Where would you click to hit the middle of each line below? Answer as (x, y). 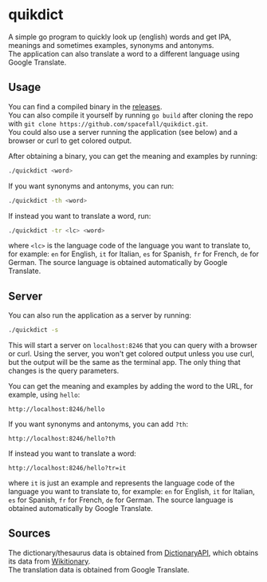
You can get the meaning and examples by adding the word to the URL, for (131, 386)
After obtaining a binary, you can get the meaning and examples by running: (133, 156)
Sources (29, 534)
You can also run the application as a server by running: (100, 315)
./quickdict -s (33, 330)
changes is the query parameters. (64, 371)
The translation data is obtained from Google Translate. (99, 569)
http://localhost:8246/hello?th (62, 439)
